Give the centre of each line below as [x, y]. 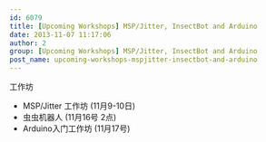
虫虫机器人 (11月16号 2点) [69, 117]
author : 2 [28, 43]
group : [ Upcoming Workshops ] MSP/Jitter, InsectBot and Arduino [133, 52]
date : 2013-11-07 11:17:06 [60, 34]
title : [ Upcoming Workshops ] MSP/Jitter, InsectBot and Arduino [133, 26]
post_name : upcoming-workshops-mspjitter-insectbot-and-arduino [133, 60]
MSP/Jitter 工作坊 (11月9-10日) [79, 106]
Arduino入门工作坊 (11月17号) [76, 128]
